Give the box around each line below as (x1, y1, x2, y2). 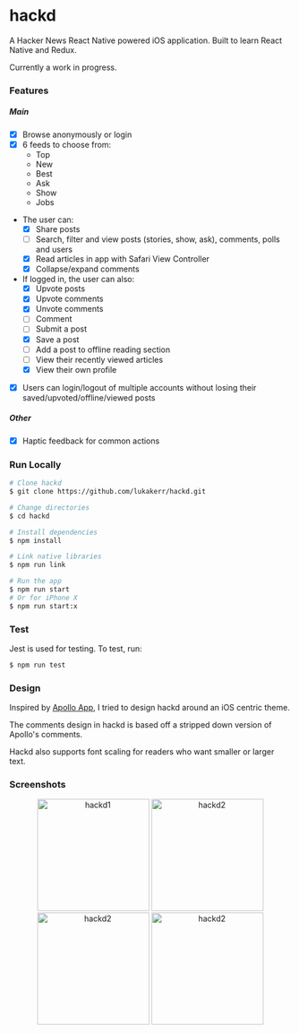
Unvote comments (35, 304, 104, 315)
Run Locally (9, 458, 62, 470)
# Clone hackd (9, 478, 63, 488)
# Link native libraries (9, 552, 102, 561)
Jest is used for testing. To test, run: (9, 642, 142, 654)
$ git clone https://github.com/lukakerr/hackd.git (9, 487, 206, 496)
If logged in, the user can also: (21, 274, 135, 285)
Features (9, 84, 49, 97)
